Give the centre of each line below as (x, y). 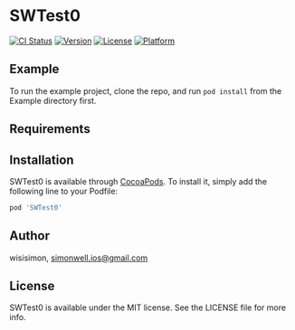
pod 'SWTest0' (36, 207)
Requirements (50, 129)
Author (29, 236)
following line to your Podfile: (64, 191)
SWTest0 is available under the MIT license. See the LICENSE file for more (148, 307)
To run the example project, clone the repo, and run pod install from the (146, 90)
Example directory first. (53, 100)
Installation (42, 160)
